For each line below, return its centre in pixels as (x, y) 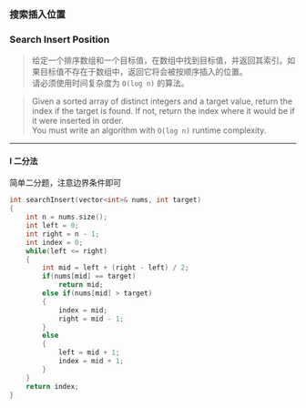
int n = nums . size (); (66, 217)
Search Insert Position (60, 39)
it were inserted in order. (78, 121)
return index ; (52, 386)
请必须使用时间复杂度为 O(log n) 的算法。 (110, 83)
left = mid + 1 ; (89, 352)
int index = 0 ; (55, 242)
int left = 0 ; (52, 226)
